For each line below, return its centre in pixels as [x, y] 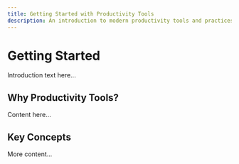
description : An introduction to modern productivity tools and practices [121, 21]
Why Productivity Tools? [63, 98]
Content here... [30, 115]
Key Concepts [39, 137]
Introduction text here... [42, 75]
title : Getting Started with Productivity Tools [81, 14]
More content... [30, 154]
